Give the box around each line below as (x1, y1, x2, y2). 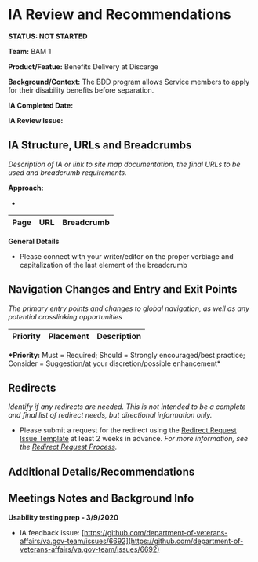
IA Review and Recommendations (8, 5, 231, 24)
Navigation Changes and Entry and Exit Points (8, 283, 238, 296)
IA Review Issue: (8, 115, 64, 125)
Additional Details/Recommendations (8, 465, 195, 478)
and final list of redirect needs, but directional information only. (8, 411, 213, 420)
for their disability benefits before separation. (8, 85, 154, 95)
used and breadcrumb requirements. (8, 167, 127, 177)
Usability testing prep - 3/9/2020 (8, 513, 119, 522)
